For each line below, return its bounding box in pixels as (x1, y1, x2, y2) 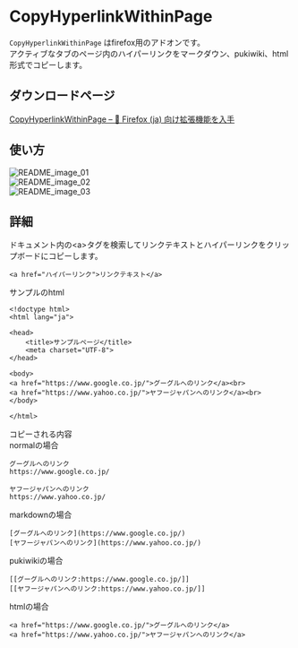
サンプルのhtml (9, 287, 65, 298)
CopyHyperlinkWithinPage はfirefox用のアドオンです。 (9, 37, 206, 48)
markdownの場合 (9, 509, 72, 521)
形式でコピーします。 (9, 59, 88, 70)
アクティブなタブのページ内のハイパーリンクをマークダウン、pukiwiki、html (9, 48, 289, 59)
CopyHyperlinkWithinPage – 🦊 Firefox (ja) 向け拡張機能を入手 (9, 114, 235, 125)
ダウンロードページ (9, 88, 115, 104)
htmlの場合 (9, 601, 49, 612)
